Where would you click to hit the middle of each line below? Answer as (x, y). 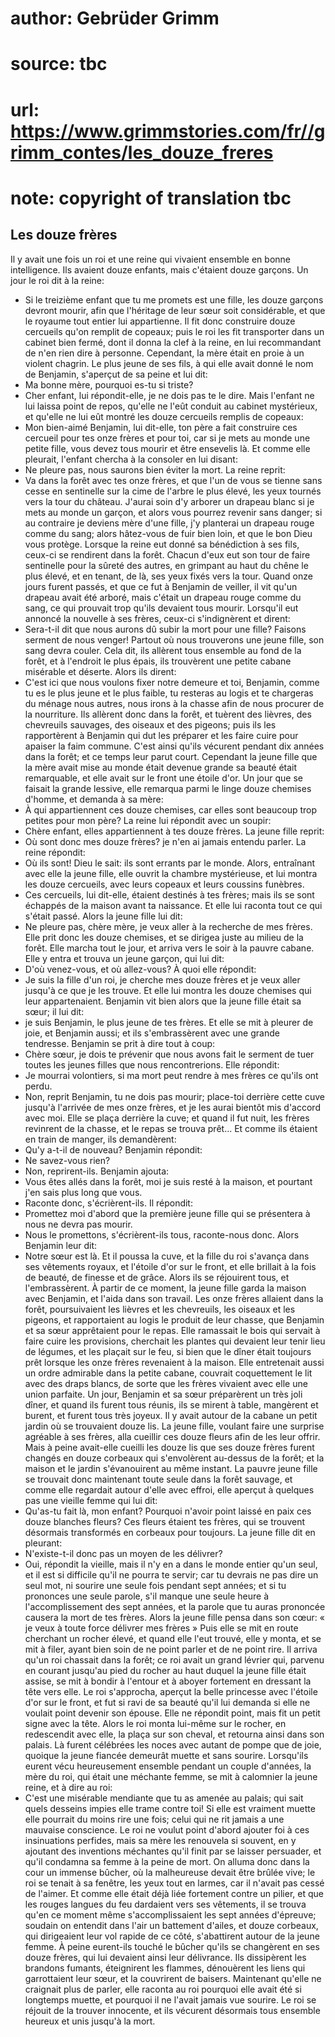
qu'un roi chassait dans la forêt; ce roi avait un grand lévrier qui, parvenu (174, 1659)
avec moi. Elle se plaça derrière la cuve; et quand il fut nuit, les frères (167, 1118)
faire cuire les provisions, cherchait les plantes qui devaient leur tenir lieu (175, 1341)
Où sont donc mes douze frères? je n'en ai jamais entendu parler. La (165, 841)
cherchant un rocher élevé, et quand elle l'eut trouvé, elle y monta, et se (173, 1638)
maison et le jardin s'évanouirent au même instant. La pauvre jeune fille (171, 1468)
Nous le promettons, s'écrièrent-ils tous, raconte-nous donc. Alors (162, 1234)
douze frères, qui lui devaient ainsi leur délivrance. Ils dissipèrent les (165, 1957)
